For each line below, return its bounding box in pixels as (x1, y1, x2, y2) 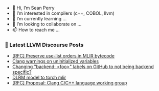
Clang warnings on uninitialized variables (12, 58, 99, 65)
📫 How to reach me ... (12, 27, 60, 33)
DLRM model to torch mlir (12, 74, 66, 81)
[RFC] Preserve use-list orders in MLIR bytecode (12, 53, 115, 59)
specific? (12, 69, 32, 75)
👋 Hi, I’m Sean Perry (12, 5, 55, 11)
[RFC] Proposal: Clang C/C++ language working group (12, 80, 127, 86)
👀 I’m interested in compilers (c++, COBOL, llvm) (12, 10, 115, 16)
